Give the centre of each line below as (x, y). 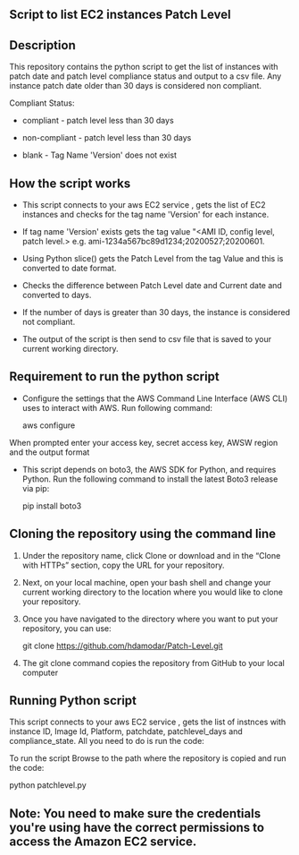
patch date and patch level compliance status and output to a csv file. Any (145, 76)
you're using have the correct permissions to (137, 827)
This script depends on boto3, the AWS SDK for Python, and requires (149, 469)
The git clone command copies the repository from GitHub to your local (154, 663)
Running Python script (73, 701)
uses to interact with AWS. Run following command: (117, 407)
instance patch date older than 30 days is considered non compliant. (135, 86)
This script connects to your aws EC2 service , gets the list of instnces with (148, 722)
